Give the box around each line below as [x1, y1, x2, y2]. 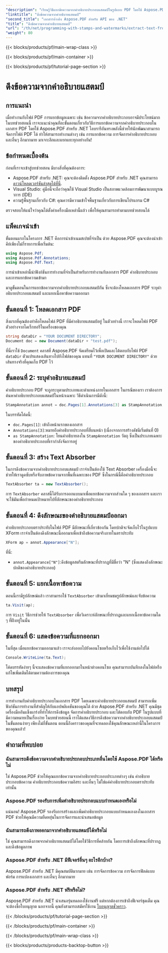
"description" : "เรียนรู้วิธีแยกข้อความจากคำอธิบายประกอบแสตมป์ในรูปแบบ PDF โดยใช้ [5, 7, 142, 12]
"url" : [5, 26, 19, 31]
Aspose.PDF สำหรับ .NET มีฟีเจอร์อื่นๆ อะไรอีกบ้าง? [5, 857, 113, 864]
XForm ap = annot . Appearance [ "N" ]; [5, 540, 80, 545]
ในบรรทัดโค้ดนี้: [5, 411, 32, 417]
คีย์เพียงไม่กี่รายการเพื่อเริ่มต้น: [5, 240, 54, 247]
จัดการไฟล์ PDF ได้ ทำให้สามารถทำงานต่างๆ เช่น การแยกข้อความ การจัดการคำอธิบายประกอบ [5, 131, 157, 137]
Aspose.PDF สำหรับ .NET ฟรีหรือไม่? [5, 886, 86, 893]
